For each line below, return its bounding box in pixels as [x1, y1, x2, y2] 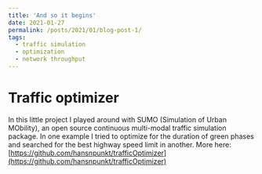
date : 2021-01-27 [8, 19, 65, 27]
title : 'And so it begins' [8, 11, 96, 20]
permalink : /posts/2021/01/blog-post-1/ [8, 26, 143, 34]
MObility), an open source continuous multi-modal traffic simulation [8, 123, 227, 132]
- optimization [15, 48, 65, 56]
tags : [8, 33, 26, 42]
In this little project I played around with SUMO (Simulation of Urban [8, 114, 227, 124]
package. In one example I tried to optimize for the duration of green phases [8, 131, 255, 141]
